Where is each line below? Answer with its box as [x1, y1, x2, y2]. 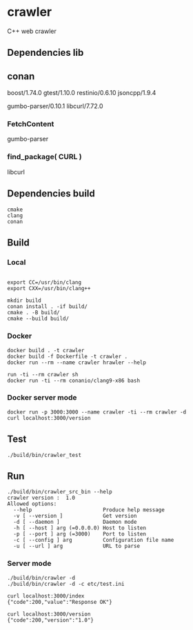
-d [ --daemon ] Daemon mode [13, 518, 137, 526]
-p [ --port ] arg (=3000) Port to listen [13, 531, 147, 538]
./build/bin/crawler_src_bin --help [7, 489, 112, 496]
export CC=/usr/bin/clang [7, 279, 81, 286]
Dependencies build [7, 187, 95, 200]
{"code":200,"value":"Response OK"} [7, 598, 112, 605]
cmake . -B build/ [7, 309, 60, 316]
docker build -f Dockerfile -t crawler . [7, 353, 128, 360]
